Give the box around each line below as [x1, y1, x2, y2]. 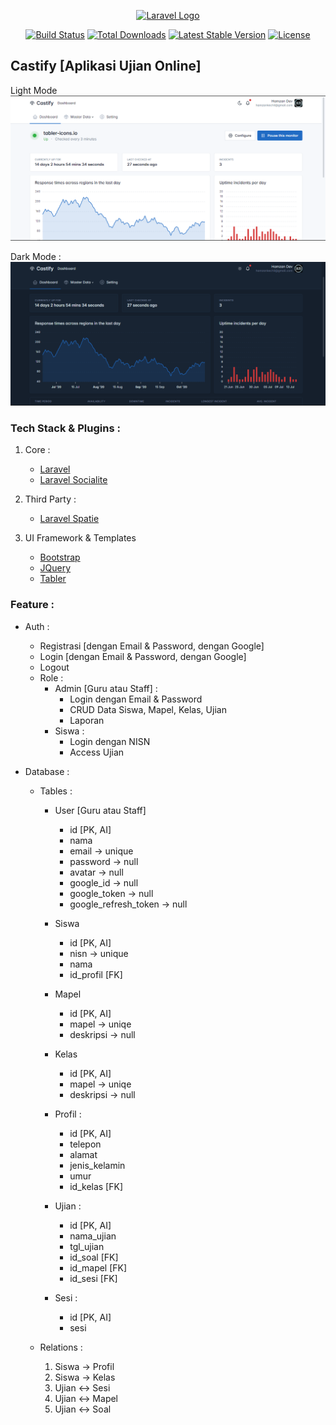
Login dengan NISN [69, 735, 151, 747]
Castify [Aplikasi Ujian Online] [10, 58, 202, 75]
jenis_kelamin [69, 1159, 126, 1171]
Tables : [39, 785, 73, 797]
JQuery [39, 562, 72, 574]
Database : [24, 765, 70, 777]
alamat [69, 1148, 98, 1160]
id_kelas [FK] [69, 1180, 124, 1192]
